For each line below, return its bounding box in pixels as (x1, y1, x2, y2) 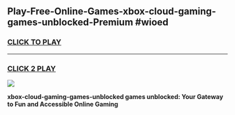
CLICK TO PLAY (7, 38, 62, 47)
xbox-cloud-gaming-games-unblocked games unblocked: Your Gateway (7, 92, 224, 100)
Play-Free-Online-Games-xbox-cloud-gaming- (7, 6, 217, 17)
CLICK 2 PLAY (7, 63, 56, 73)
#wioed (135, 17, 169, 29)
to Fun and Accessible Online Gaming (7, 100, 119, 108)
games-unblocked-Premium (7, 17, 134, 29)
